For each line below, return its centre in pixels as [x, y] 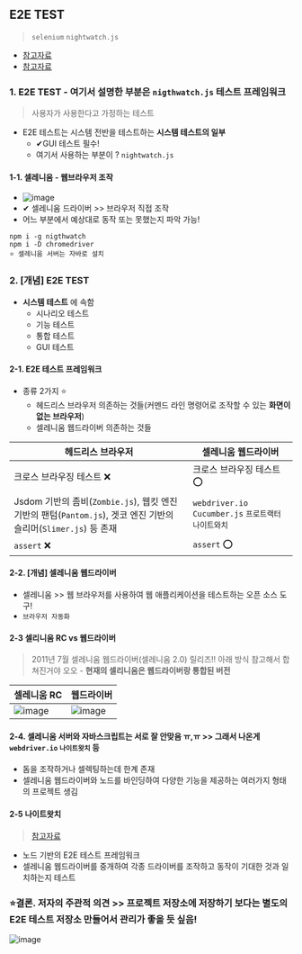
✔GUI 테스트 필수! [68, 144]
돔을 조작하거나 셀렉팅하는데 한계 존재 [89, 769]
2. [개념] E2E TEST [49, 281]
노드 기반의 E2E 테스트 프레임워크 [81, 855]
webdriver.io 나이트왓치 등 [55, 747]
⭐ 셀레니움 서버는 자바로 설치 [57, 254]
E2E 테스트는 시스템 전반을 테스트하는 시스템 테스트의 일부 [124, 132]
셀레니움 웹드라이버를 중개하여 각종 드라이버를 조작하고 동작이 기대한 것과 [151, 866]
